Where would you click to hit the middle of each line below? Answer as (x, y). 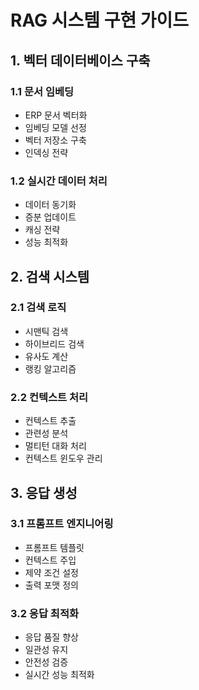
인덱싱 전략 (46, 152)
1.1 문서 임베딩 (42, 91)
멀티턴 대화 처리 (55, 446)
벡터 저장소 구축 (55, 140)
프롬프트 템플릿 (54, 547)
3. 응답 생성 (44, 492)
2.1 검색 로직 (38, 308)
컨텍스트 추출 (50, 421)
